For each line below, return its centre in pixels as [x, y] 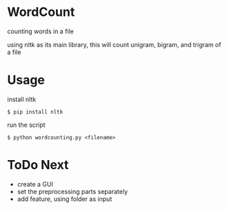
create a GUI [35, 184]
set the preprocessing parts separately [72, 191]
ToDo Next [38, 165]
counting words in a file [40, 31]
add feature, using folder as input [65, 199]
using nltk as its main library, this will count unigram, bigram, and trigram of [114, 44]
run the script [27, 125]
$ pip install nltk [35, 112]
